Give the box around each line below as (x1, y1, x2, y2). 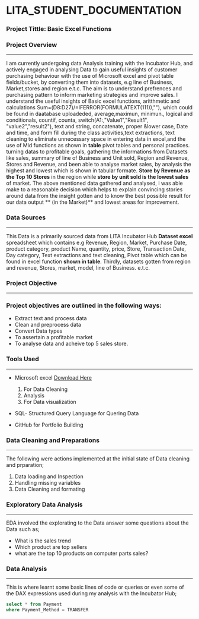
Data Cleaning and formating (14, 485, 85, 492)
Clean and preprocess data (14, 321, 82, 329)
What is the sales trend (14, 537, 71, 544)
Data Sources (6, 213, 46, 222)
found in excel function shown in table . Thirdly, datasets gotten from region (6, 258, 191, 265)
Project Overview (6, 41, 57, 49)
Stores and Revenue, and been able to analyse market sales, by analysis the (6, 161, 191, 168)
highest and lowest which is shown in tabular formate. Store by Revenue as (6, 167, 191, 174)
